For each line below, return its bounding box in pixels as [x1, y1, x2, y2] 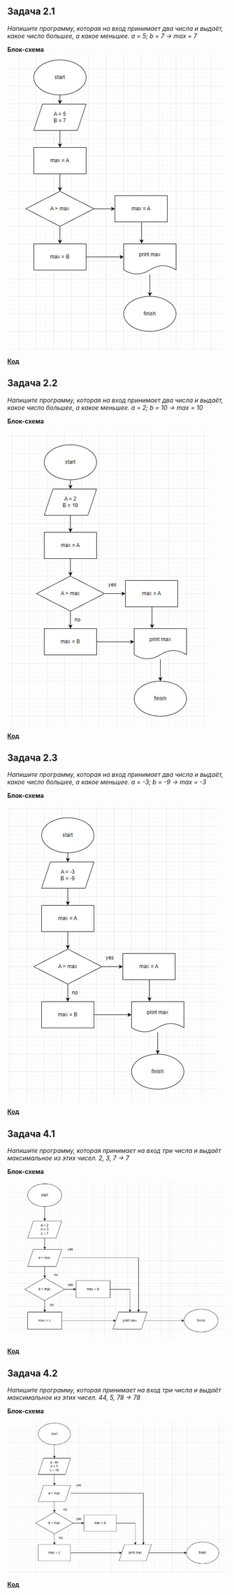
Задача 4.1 [7, 1128, 56, 1140]
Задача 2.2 [7, 378, 58, 389]
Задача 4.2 [7, 1367, 58, 1379]
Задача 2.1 [7, 6, 55, 18]
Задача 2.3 [7, 752, 58, 764]
